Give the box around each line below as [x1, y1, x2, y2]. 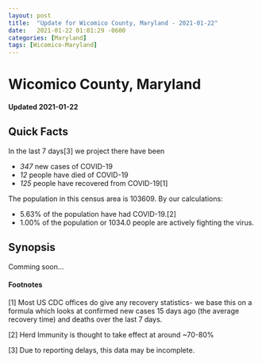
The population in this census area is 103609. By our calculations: [8, 194, 224, 203]
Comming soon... [8, 261, 64, 271]
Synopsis [8, 241, 56, 254]
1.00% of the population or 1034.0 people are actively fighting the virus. [19, 218, 254, 227]
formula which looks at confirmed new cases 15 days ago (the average [8, 306, 240, 315]
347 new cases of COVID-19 [19, 161, 114, 171]
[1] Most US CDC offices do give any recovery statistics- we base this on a [8, 297, 252, 307]
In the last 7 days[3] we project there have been [8, 146, 165, 156]
